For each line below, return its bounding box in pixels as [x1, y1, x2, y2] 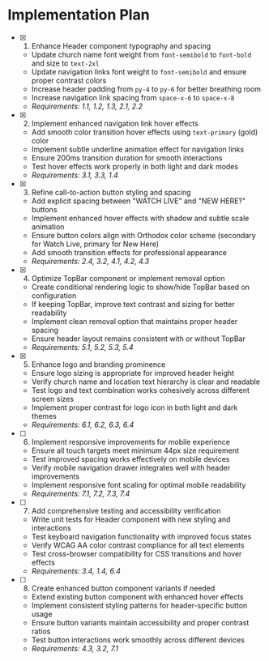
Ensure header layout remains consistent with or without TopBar [31, 334, 246, 343]
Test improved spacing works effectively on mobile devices [31, 454, 230, 463]
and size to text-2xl [31, 58, 100, 68]
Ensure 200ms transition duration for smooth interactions [31, 152, 223, 163]
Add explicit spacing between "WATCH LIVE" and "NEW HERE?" [31, 196, 246, 206]
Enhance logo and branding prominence [31, 359, 166, 369]
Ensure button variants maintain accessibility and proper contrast [31, 617, 250, 627]
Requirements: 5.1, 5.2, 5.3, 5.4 [31, 342, 134, 352]
